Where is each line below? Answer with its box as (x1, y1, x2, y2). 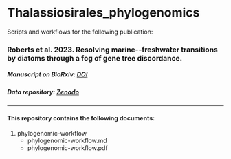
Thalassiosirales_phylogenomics (7, 5, 200, 21)
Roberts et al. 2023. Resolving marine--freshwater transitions (7, 45, 218, 54)
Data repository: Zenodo (7, 87, 80, 96)
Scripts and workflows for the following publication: (7, 28, 153, 36)
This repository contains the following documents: (7, 114, 155, 122)
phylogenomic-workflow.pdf (27, 144, 108, 152)
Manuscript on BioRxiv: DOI (7, 70, 88, 78)
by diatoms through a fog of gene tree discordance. (7, 53, 183, 63)
